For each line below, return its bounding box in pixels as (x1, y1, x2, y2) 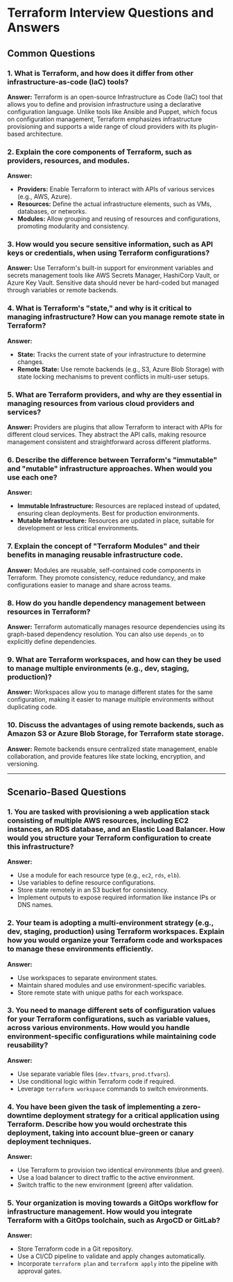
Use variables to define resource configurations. (17, 878, 156, 887)
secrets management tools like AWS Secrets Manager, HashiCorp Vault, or (7, 271, 220, 280)
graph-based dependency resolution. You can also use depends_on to (7, 630, 205, 638)
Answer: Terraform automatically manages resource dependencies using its (7, 622, 225, 631)
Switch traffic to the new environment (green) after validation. (17, 1181, 193, 1189)
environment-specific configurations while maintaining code (7, 1031, 216, 1041)
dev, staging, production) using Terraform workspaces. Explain (7, 927, 225, 937)
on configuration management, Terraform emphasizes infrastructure (7, 115, 202, 123)
